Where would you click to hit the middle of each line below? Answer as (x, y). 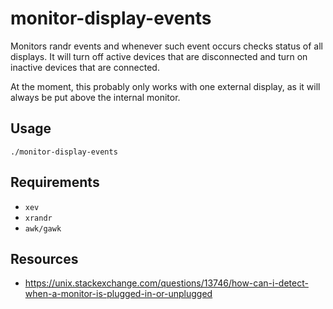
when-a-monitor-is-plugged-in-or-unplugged (118, 294)
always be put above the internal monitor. (95, 97)
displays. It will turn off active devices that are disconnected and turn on (159, 56)
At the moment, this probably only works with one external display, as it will (165, 86)
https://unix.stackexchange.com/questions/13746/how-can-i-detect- (166, 283)
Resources (44, 258)
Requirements (55, 182)
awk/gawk (43, 228)
